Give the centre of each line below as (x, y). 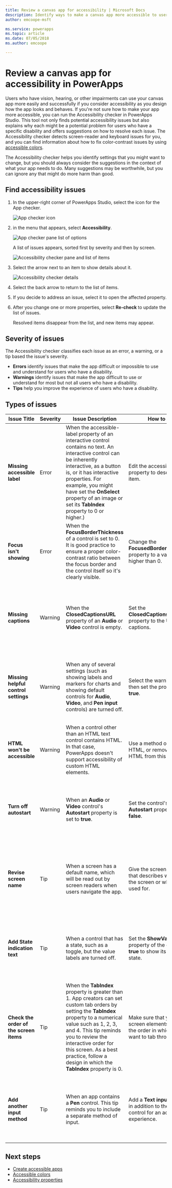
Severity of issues (35, 339)
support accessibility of (94, 760)
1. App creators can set (94, 998)
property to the (147, 621)
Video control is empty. (94, 627)
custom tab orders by (92, 1005)
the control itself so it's (93, 571)
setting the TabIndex (91, 1011)
